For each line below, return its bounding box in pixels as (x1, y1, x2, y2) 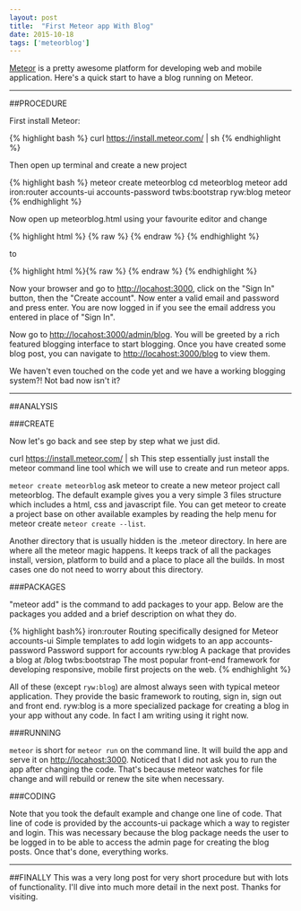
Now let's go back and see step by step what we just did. (9, 436, 220, 447)
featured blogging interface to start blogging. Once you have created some (9, 338, 287, 350)
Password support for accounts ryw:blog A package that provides (47, 645, 291, 656)
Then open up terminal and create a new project (9, 160, 187, 171)
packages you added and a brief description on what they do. (9, 609, 237, 619)
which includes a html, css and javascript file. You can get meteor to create (9, 499, 287, 510)
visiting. (9, 891, 39, 902)
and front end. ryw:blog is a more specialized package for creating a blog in (9, 701, 289, 712)
